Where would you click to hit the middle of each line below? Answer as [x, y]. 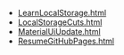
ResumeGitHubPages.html [66, 41]
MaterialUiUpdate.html [59, 31]
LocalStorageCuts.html [60, 22]
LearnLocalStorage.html [62, 13]
